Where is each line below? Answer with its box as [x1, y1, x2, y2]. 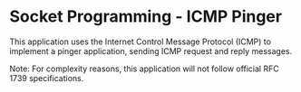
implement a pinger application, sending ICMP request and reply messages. [9, 45, 293, 56]
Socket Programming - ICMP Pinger [9, 6, 283, 27]
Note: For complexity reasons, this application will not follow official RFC [9, 63, 279, 74]
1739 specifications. [9, 72, 84, 83]
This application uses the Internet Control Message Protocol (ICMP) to [9, 36, 272, 47]
